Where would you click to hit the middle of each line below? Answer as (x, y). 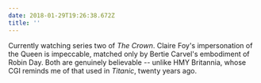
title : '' (25, 23)
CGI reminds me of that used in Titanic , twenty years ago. (102, 70)
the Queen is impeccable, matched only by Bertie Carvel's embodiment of (129, 54)
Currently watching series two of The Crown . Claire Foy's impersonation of (130, 45)
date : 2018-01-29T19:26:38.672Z (61, 15)
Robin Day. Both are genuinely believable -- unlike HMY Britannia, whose (127, 62)
